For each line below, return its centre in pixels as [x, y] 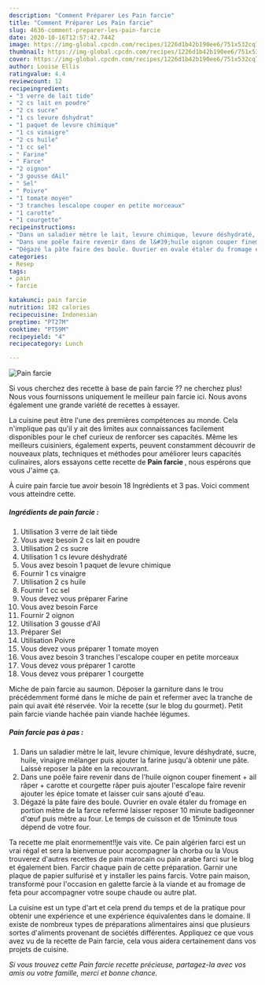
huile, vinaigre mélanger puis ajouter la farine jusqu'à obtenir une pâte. [135, 760]
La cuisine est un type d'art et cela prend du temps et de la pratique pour [127, 908]
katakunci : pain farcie [48, 300]
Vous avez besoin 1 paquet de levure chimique [96, 565]
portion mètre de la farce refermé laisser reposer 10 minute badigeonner [137, 810]
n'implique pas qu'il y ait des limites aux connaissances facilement [117, 428]
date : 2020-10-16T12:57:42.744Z [62, 37]
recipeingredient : [39, 88]
